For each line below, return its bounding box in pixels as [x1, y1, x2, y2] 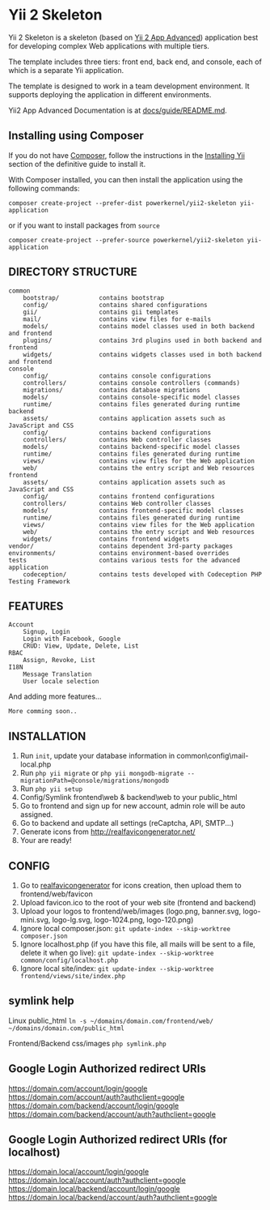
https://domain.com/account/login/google [8, 1084, 148, 1093]
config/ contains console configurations [23, 371, 212, 380]
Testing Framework [8, 577, 70, 585]
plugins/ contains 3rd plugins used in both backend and [23, 336, 263, 344]
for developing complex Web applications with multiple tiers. [8, 41, 210, 50]
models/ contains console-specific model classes [23, 393, 241, 401]
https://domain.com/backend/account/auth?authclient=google [8, 1109, 217, 1119]
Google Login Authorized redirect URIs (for [8, 1133, 228, 1147]
